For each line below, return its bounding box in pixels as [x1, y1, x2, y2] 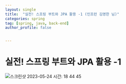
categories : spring [5, 16, 45, 21]
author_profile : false [5, 25, 51, 30]
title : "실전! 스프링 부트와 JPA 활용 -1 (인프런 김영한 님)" [5, 12, 120, 17]
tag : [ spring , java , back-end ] [5, 21, 69, 26]
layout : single [5, 7, 36, 12]
